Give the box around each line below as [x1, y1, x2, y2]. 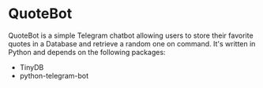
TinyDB [19, 62, 44, 71]
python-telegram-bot [19, 71, 89, 80]
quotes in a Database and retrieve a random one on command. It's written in [8, 38, 256, 48]
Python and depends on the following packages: [8, 47, 166, 57]
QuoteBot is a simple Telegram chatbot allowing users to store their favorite [8, 31, 254, 40]
